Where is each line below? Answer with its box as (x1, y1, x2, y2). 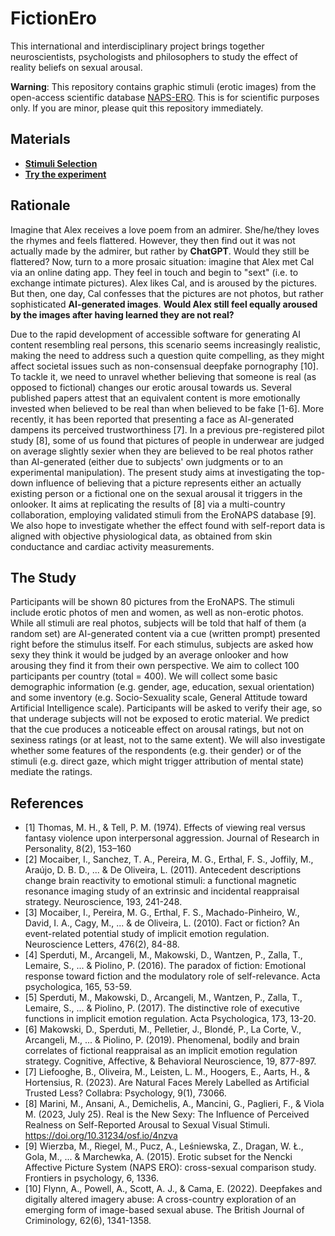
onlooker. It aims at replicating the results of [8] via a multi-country (10, 498, 286, 510)
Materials (10, 131, 71, 148)
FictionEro (10, 7, 97, 30)
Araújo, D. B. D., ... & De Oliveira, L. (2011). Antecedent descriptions (24, 864, 302, 876)
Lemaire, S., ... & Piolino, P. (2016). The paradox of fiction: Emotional (24, 960, 307, 972)
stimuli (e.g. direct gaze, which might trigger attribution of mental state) (10, 755, 305, 767)
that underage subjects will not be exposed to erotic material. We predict (10, 713, 310, 725)
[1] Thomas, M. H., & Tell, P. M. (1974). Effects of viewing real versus (24, 822, 306, 834)
